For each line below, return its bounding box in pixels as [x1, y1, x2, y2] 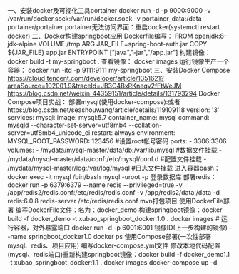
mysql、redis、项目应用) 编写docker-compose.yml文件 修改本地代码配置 [7, 241, 221, 250]
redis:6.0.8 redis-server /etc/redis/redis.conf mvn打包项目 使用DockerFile [7, 197, 223, 205]
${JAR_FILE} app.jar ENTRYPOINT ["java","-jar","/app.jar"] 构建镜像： [7, 49, 212, 56]
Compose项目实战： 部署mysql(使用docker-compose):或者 [7, 98, 180, 106]
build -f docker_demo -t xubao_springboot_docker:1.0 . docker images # [7, 215, 220, 223]
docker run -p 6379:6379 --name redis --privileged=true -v [7, 181, 183, 189]
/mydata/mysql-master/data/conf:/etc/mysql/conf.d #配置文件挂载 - [7, 155, 207, 163]
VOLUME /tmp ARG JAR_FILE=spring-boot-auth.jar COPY [38, 40, 208, 48]
